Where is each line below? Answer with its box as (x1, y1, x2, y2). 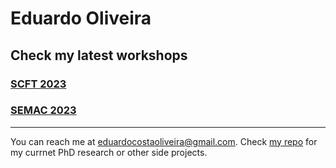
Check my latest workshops (10, 47, 188, 64)
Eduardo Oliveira (10, 7, 152, 30)
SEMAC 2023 (10, 103, 77, 117)
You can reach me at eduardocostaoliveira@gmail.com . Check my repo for (10, 135, 318, 147)
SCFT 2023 (10, 77, 67, 91)
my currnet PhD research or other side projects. (10, 146, 208, 158)
